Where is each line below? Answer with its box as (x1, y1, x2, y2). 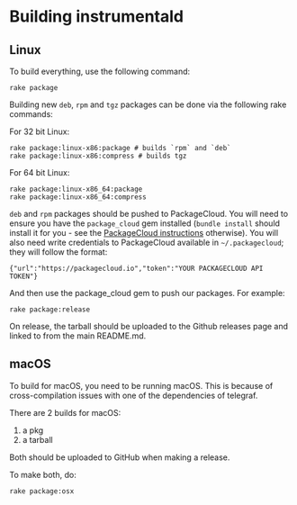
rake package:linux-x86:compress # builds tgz (9, 151, 187, 160)
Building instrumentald (9, 6, 184, 27)
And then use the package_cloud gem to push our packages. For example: (9, 288, 285, 298)
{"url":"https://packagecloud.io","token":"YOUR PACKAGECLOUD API (9, 264, 264, 273)
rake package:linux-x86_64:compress (9, 193, 147, 202)
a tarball (22, 434, 53, 445)
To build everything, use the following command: (9, 66, 191, 77)
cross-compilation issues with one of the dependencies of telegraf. (9, 390, 258, 401)
